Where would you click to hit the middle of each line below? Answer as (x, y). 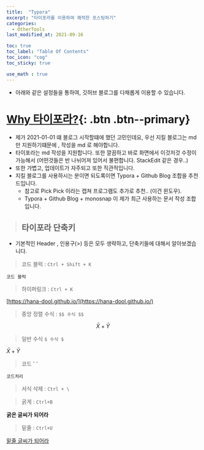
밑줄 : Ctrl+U (37, 428)
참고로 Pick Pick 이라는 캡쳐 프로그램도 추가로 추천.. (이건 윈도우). (103, 191)
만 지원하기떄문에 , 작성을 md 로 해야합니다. (67, 145)
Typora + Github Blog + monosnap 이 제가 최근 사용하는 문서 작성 (104, 199)
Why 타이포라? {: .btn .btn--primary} (98, 119)
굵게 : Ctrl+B (37, 402)
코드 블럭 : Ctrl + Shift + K (56, 264)
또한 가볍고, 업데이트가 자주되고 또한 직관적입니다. (75, 168)
